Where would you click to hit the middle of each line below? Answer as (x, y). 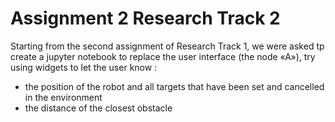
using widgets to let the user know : (84, 67)
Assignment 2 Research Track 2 (145, 18)
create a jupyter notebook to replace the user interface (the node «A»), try (163, 56)
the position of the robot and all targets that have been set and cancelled (174, 86)
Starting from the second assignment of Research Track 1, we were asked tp (167, 46)
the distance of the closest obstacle (98, 108)
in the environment (63, 97)
